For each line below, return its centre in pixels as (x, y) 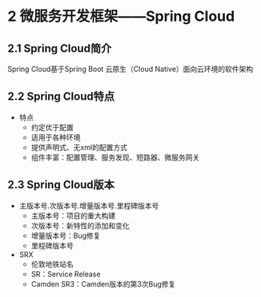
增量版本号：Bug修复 (66, 236)
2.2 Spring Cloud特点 (61, 97)
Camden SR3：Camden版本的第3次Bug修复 (103, 283)
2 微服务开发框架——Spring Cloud (121, 16)
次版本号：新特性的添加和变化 (80, 225)
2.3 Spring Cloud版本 (61, 185)
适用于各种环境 (56, 137)
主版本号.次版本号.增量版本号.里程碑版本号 (89, 205)
